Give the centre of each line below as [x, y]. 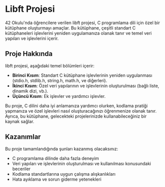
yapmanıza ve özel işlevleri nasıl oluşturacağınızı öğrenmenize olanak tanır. [81, 111]
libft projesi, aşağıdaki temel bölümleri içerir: [50, 65]
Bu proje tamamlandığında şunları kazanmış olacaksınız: [62, 149]
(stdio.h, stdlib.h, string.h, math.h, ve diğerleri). [59, 80]
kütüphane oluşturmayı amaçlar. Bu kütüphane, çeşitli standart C [70, 28]
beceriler [21, 169]
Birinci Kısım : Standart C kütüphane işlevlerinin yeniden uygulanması [82, 75]
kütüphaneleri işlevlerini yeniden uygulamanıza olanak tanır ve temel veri [79, 33]
